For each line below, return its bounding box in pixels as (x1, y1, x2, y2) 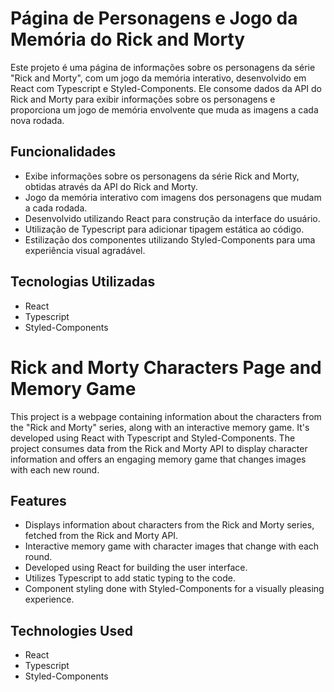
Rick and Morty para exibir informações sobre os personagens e (10, 93, 276, 105)
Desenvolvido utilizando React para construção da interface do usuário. (24, 212, 321, 224)
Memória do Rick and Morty (10, 28, 246, 51)
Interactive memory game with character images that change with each (24, 540, 320, 552)
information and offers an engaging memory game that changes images (10, 453, 307, 465)
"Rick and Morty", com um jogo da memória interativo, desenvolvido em (10, 72, 307, 84)
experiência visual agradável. (24, 244, 146, 256)
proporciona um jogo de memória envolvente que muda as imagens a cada (10, 103, 319, 116)
